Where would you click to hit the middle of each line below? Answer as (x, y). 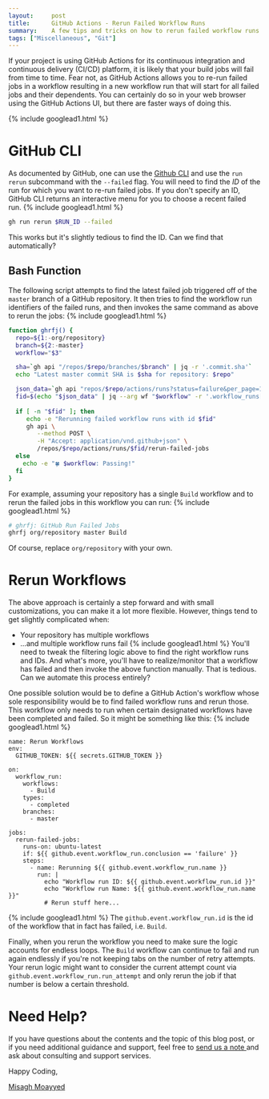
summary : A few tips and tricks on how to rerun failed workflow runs (134, 30)
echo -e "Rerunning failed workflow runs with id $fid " (121, 419)
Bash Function (45, 271)
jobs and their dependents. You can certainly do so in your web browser (127, 95)
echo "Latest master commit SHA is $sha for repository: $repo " (125, 375)
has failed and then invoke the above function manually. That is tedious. (138, 669)
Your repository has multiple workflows (84, 635)
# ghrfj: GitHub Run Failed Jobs (64, 525)
